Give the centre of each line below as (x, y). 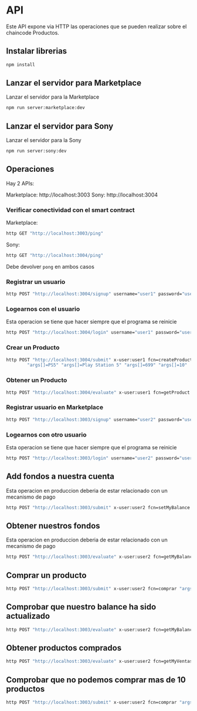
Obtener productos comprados (64, 648)
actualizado (28, 616)
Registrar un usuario (36, 282)
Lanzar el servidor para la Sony (44, 140)
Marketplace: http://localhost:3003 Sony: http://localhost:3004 (82, 195)
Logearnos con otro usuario (46, 435)
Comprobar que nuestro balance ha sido (81, 607)
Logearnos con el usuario (43, 309)
